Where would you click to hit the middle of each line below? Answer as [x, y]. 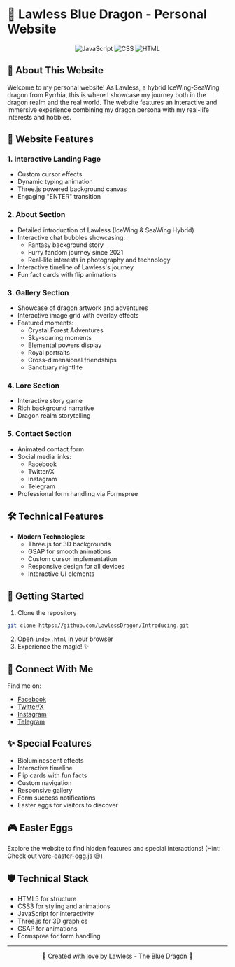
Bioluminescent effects [50, 760]
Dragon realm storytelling [54, 416]
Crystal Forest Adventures [65, 330]
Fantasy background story [65, 245]
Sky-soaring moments [60, 338]
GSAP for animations [47, 929]
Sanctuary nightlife [55, 367]
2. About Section [36, 215]
